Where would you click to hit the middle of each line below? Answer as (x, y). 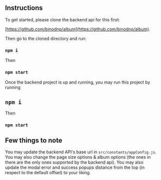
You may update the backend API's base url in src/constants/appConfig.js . (81, 152)
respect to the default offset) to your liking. (48, 172)
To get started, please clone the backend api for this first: (63, 19)
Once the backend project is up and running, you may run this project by (78, 82)
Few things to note (34, 140)
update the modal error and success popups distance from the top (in (75, 167)
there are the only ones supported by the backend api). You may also (74, 162)
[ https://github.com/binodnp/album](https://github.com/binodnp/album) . (78, 29)
